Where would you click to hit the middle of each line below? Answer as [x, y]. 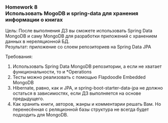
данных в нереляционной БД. [38, 42]
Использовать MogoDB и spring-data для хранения [72, 13]
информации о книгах [34, 20]
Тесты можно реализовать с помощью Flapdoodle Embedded [79, 77]
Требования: [19, 57]
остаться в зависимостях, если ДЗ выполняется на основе [77, 93]
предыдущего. [28, 99]
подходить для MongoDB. [40, 115]
